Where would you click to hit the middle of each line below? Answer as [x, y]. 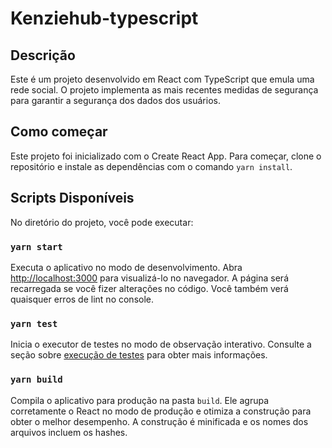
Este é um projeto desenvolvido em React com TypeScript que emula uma [162, 79]
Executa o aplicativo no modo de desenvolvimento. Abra [126, 267]
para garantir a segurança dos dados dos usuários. [115, 100]
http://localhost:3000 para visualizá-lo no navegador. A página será [149, 278]
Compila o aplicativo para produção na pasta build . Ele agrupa [140, 400]
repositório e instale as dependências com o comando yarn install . [151, 166]
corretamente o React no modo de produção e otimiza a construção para [161, 411]
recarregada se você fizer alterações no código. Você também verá [149, 288]
